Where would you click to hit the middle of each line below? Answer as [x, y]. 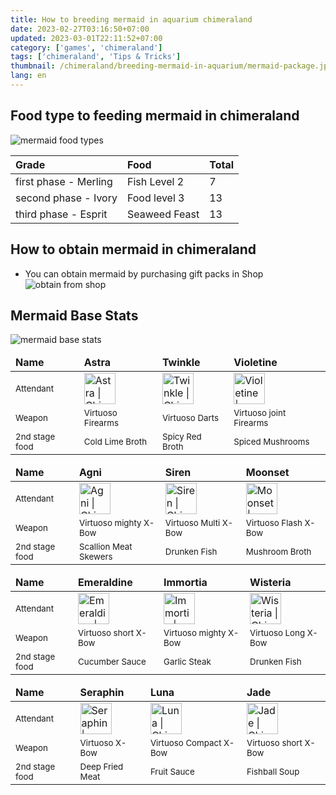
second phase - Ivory [66, 198]
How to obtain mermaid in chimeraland [133, 249]
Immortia [185, 583]
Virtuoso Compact [185, 743]
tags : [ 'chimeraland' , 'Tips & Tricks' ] [96, 57]
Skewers [95, 557]
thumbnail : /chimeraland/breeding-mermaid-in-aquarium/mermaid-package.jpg [171, 66]
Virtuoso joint [260, 413]
